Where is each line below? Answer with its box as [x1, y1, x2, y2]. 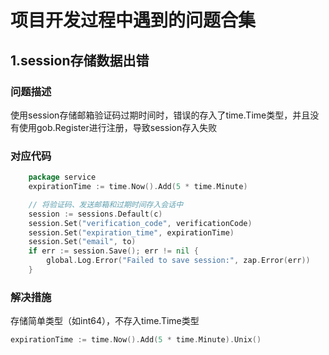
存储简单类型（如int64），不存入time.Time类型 [10, 315, 200, 327]
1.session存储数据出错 [10, 52, 150, 69]
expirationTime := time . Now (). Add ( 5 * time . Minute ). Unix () [10, 335, 262, 345]
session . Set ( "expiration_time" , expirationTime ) [28, 227, 235, 238]
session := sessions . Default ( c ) [28, 209, 163, 219]
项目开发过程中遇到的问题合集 [10, 9, 257, 32]
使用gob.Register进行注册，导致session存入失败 [18, 121, 218, 133]
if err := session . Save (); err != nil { [28, 246, 199, 256]
